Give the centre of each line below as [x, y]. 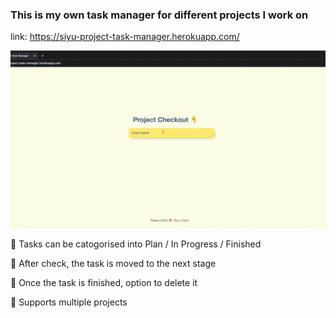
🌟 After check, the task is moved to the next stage [113, 264]
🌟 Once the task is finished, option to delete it [104, 283]
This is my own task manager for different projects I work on [159, 15]
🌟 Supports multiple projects [69, 302]
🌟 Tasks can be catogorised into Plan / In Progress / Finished [136, 244]
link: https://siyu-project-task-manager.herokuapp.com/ [125, 37]
